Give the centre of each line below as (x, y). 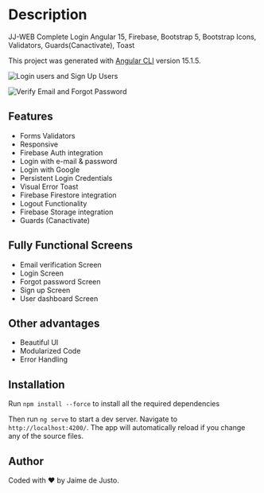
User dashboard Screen (59, 298)
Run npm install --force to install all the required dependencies (114, 404)
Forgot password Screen (60, 281)
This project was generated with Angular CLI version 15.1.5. (105, 61)
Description (48, 15)
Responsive (39, 144)
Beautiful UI (39, 342)
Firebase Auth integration (61, 152)
